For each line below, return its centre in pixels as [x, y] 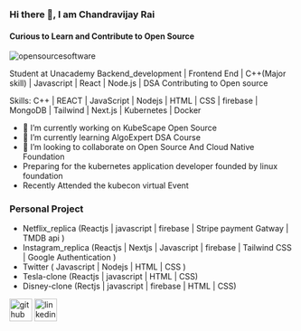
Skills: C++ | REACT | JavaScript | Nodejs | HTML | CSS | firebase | [134, 101]
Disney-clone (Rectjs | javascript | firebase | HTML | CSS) [129, 286]
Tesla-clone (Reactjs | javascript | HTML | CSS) [110, 277]
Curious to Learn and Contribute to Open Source [102, 36]
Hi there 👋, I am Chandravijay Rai [82, 14]
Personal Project [47, 209]
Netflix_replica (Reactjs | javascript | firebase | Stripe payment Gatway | [155, 229]
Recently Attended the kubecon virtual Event [106, 185]
